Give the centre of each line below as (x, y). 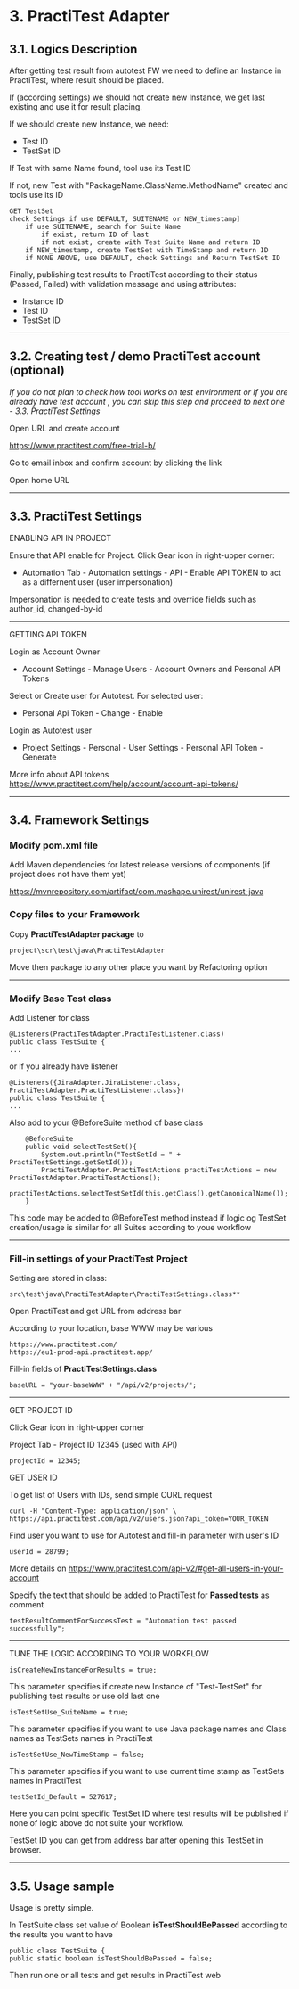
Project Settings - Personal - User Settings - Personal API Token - (143, 747)
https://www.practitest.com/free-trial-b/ (82, 445)
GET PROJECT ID (41, 1410)
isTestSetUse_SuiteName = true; (69, 1713)
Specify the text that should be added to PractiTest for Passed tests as (139, 1595)
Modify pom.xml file (53, 845)
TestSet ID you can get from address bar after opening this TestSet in (136, 1840)
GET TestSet (31, 211)
